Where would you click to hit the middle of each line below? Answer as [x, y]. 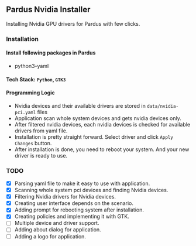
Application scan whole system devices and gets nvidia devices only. [98, 118]
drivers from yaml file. [41, 131]
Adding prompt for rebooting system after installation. [79, 210]
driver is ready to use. [41, 155]
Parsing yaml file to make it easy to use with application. [82, 183]
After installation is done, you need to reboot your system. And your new [102, 149]
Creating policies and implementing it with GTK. [72, 217]
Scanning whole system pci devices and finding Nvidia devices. [91, 190]
